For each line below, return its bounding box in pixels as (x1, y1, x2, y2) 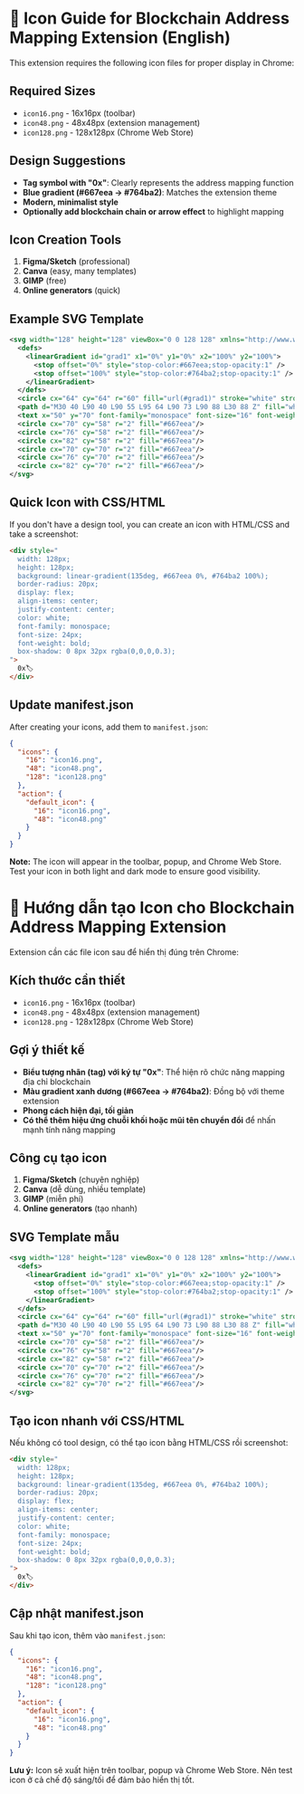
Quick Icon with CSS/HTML (9, 495, 166, 511)
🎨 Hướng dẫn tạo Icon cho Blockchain (9, 898, 295, 918)
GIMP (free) (22, 275, 67, 286)
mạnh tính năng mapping (22, 1124, 116, 1135)
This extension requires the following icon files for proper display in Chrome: (9, 57, 295, 68)
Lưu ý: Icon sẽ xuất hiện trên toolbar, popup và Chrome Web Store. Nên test (9, 1765, 293, 1776)
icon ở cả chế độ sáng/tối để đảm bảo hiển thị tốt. (9, 1774, 195, 1786)
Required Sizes (9, 83, 97, 99)
